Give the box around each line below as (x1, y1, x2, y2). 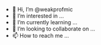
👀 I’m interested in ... (12, 12, 64, 19)
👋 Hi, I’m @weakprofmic (12, 6, 73, 13)
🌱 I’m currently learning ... (12, 19, 78, 26)
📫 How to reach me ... (12, 32, 69, 39)
